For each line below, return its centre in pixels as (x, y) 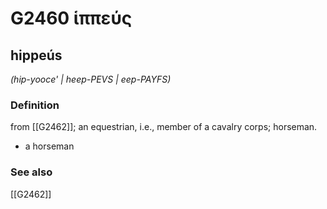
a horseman (49, 146)
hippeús (36, 55)
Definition (35, 105)
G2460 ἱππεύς (71, 18)
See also (31, 172)
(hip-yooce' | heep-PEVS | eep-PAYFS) (91, 79)
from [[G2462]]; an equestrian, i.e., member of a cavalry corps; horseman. (164, 127)
